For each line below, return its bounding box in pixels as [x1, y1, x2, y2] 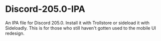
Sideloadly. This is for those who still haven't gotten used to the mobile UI [5, 25, 156, 31]
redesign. [5, 30, 25, 36]
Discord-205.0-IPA [5, 3, 86, 15]
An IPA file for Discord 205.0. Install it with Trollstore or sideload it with [5, 20, 150, 26]
